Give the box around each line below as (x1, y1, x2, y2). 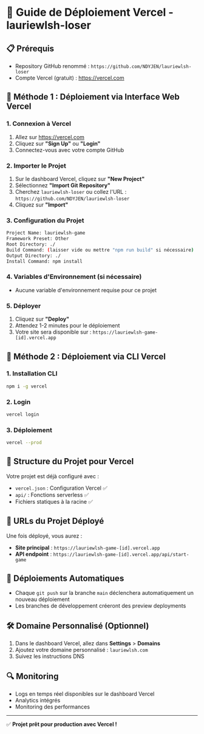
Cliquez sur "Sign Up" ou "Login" (15, 140, 101, 147)
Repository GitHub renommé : (15, 63, 90, 69)
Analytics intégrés (15, 697, 61, 704)
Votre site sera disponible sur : (15, 328, 92, 336)
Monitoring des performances (15, 703, 90, 710)
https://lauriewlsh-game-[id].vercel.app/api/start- (53, 551, 189, 558)
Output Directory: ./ (6, 252, 61, 259)
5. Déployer (6, 301, 41, 310)
